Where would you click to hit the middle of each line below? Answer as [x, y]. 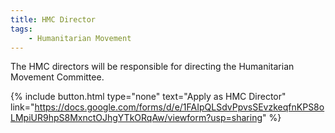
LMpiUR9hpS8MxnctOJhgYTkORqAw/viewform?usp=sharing [136, 118]
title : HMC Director [53, 19]
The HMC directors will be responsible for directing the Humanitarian [152, 67]
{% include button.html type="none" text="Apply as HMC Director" [148, 97]
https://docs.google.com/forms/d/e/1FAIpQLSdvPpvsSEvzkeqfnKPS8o [179, 107]
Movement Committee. [57, 77]
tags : [21, 29]
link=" [22, 107]
